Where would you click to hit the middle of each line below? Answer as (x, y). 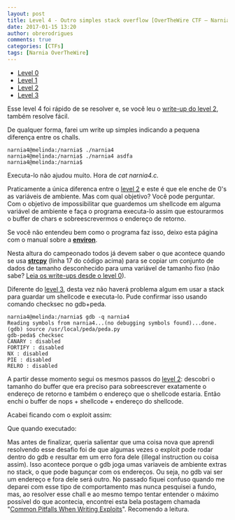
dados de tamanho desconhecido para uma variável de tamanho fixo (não (114, 268)
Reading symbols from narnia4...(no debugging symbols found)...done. (112, 323)
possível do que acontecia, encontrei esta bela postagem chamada (104, 501)
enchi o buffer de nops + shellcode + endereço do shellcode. (95, 401)
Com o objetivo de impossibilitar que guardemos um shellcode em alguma (114, 203)
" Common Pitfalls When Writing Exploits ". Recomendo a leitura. (98, 509)
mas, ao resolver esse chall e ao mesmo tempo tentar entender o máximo (113, 494)
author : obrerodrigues (40, 33)
